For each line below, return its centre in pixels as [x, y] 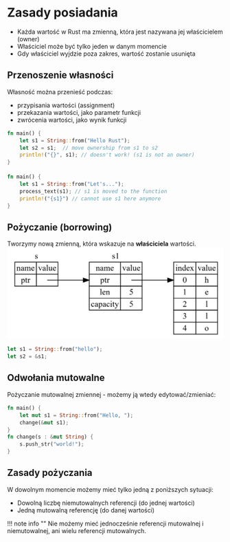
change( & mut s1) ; [44, 422]
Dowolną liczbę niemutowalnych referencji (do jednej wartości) [106, 503]
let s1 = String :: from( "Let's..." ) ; [72, 184]
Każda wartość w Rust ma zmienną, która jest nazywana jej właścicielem [120, 32]
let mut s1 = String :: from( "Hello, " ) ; [77, 415]
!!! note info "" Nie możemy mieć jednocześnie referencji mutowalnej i [105, 523]
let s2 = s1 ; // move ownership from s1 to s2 [89, 148]
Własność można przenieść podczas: [60, 91]
